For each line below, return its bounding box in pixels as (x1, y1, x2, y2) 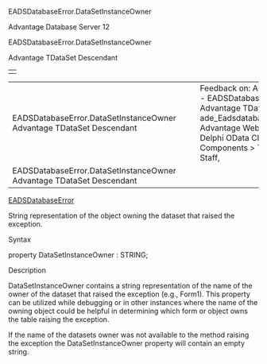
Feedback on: (199, 83, 251, 94)
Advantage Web (199, 122, 260, 134)
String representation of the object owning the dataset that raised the (8, 211, 235, 220)
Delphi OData (199, 133, 250, 143)
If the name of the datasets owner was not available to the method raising (8, 330, 250, 339)
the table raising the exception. (8, 315, 110, 324)
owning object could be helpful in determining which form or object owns (8, 306, 249, 316)
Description (8, 265, 46, 275)
